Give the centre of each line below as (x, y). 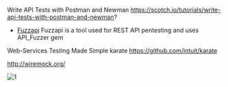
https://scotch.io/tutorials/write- (176, 10)
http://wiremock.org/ (36, 64)
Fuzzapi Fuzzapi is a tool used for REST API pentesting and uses (108, 30)
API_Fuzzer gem (40, 37)
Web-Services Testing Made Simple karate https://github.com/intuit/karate (112, 51)
